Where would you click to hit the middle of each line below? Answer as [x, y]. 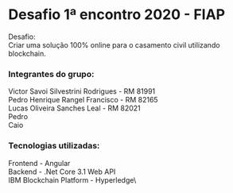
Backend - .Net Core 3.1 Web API [62, 172]
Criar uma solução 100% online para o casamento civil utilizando [114, 44]
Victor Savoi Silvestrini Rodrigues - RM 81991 [82, 91]
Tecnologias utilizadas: [54, 146]
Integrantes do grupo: [51, 74]
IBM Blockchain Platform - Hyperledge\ [72, 179]
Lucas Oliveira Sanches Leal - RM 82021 [74, 108]
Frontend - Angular [39, 163]
